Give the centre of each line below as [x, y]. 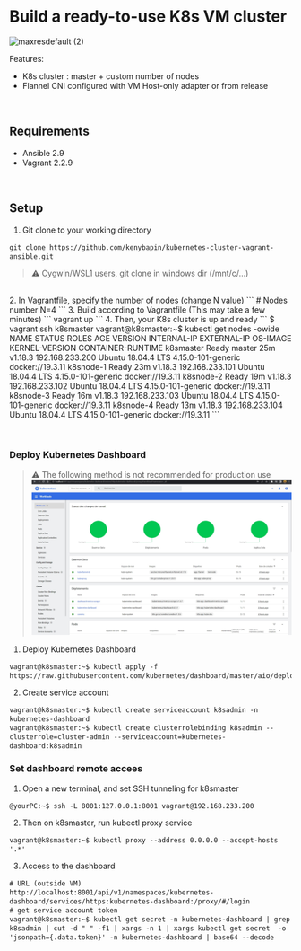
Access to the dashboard [69, 866]
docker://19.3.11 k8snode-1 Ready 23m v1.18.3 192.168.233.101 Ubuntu [138, 366]
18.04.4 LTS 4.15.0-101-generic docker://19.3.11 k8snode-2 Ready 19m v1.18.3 [150, 376]
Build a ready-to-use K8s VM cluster [148, 17]
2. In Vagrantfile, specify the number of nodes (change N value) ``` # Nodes [149, 300]
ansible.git [31, 256]
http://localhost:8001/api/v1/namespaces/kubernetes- [112, 892]
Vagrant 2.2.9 [47, 163]
